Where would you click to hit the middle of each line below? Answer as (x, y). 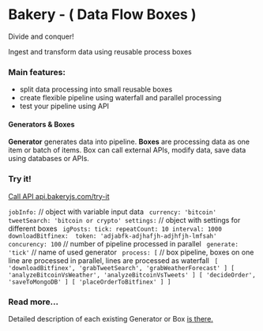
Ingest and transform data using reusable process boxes (100, 51)
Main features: (37, 72)
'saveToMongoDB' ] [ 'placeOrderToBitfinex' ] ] (90, 282)
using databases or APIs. (49, 159)
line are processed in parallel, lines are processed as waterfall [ (113, 260)
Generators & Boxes (41, 124)
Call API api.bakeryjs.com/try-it (59, 196)
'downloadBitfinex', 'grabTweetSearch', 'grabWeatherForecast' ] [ (122, 268)
